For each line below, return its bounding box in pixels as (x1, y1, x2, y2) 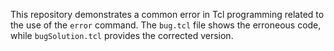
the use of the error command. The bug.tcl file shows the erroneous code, (10, 19, 322, 31)
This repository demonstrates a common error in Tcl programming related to (10, 9, 325, 20)
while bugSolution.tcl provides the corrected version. (10, 30, 234, 41)
